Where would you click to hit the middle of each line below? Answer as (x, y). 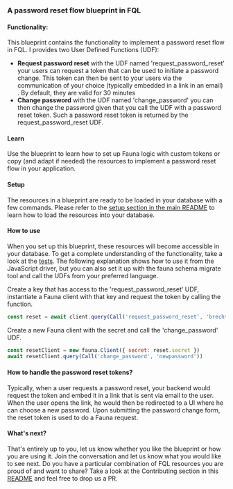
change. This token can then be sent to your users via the (100, 78)
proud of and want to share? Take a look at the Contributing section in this (113, 471)
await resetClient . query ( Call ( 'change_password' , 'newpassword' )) (105, 357)
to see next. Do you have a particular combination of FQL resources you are (115, 463)
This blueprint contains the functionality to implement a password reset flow (116, 42)
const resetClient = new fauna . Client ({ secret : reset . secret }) (103, 350)
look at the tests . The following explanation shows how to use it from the (111, 261)
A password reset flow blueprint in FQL (74, 10)
